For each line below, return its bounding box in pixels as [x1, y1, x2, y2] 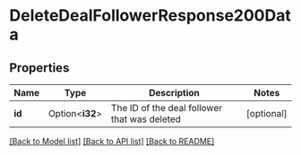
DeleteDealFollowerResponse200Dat [9, 5, 291, 26]
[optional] [245, 108, 288, 119]
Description [149, 87, 200, 99]
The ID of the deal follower [110, 102, 222, 114]
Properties [9, 60, 70, 75]
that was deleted [110, 113, 182, 125]
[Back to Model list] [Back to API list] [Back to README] [9, 136, 215, 146]
